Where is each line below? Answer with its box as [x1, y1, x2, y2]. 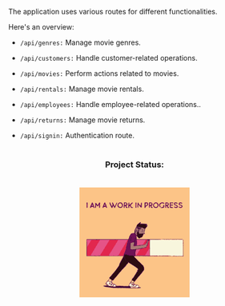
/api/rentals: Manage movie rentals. [19, 84, 144, 93]
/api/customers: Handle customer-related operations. [19, 54, 198, 62]
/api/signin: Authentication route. [19, 131, 135, 140]
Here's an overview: [8, 22, 74, 31]
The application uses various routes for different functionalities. [8, 7, 218, 16]
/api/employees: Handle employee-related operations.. [19, 100, 202, 109]
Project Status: [105, 159, 164, 170]
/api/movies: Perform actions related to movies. [19, 69, 179, 78]
